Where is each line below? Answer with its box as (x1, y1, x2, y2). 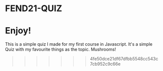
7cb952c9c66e (90, 61, 121, 67)
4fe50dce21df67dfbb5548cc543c (90, 56, 159, 62)
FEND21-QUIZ (5, 3, 62, 14)
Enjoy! (5, 25, 32, 36)
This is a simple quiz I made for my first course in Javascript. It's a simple (5, 41, 153, 47)
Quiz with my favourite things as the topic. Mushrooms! (5, 47, 116, 53)
